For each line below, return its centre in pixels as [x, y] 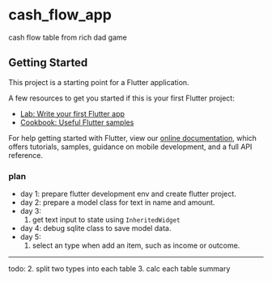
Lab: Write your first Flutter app [72, 113]
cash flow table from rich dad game [68, 37]
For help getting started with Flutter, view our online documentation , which [133, 138]
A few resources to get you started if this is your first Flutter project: [121, 98]
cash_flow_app [60, 15]
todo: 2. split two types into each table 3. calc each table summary [119, 269]
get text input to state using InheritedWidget [106, 219]
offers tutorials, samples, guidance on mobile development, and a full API [130, 147]
